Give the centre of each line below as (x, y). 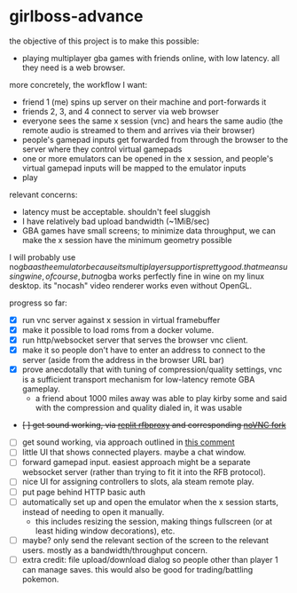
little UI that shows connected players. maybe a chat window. (134, 452)
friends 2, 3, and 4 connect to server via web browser (120, 111)
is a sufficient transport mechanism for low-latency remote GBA (138, 380)
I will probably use (43, 257)
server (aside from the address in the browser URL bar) (123, 360)
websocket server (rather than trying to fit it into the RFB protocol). (144, 472)
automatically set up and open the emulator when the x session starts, (150, 502)
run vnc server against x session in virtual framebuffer (121, 320)
